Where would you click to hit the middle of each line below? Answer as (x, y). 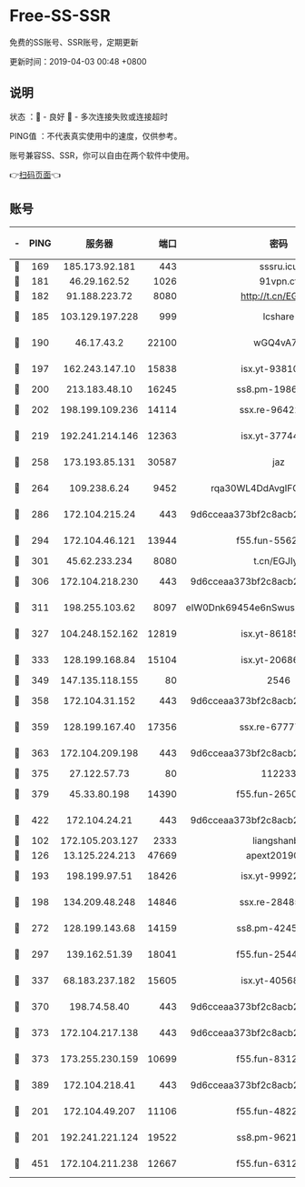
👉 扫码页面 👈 (35, 175)
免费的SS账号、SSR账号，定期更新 (74, 42)
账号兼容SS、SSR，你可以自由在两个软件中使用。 (102, 155)
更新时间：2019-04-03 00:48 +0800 (78, 61)
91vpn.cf (279, 281)
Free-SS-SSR (60, 16)
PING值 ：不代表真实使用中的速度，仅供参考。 (96, 136)
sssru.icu (279, 267)
